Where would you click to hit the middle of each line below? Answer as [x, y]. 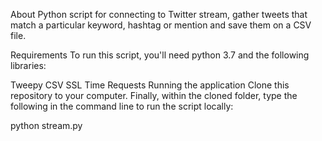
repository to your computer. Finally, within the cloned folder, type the [154, 95]
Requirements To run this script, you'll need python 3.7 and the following [160, 55]
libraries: [28, 65]
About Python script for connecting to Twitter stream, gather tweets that [159, 14]
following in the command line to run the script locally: [122, 106]
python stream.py [46, 125]
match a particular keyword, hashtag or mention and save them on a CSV [161, 25]
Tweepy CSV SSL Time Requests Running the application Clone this [150, 85]
